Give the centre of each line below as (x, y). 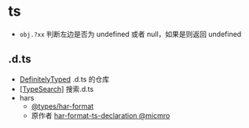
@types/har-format (62, 106)
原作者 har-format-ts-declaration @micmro (101, 115)
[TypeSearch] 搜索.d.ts (57, 89)
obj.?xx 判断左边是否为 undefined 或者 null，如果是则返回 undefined (130, 34)
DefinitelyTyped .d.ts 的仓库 (64, 79)
